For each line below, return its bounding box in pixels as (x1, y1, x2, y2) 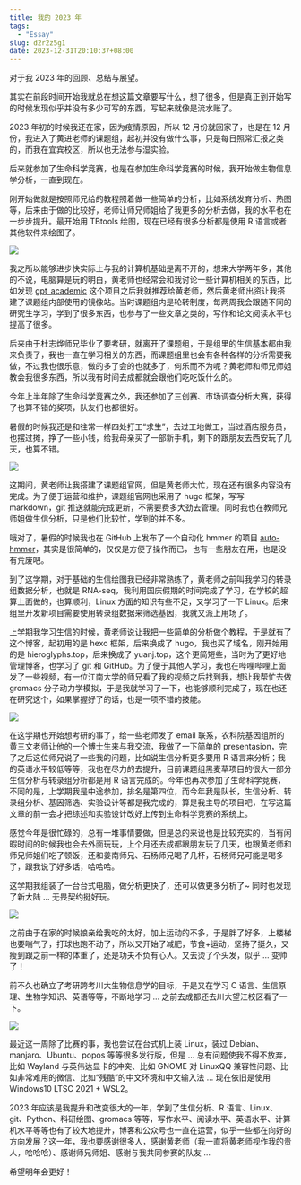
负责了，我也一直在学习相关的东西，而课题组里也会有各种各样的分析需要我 (16, 349, 292, 360)
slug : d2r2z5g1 (9, 38, 66, 48)
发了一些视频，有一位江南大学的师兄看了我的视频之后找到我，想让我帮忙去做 (9, 671, 292, 682)
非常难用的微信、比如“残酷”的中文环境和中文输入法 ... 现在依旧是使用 (16, 1072, 271, 1083)
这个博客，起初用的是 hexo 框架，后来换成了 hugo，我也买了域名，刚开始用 (9, 638, 288, 649)
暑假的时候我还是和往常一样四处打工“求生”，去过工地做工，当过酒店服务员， (9, 421, 291, 432)
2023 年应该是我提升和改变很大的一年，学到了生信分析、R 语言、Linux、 (9, 1102, 278, 1113)
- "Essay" (17, 30, 54, 39)
